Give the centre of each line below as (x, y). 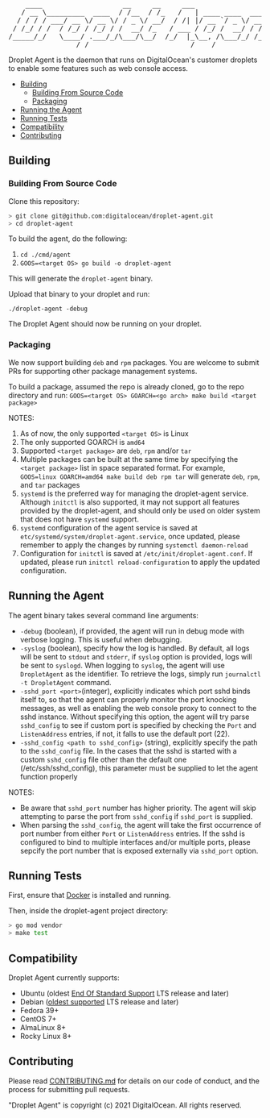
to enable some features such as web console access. (98, 68)
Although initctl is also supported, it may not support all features (129, 502)
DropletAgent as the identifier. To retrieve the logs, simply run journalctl (140, 674)
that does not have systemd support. (79, 519)
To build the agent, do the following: (68, 239)
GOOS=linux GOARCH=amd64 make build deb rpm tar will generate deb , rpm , (140, 476)
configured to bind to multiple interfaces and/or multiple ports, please (135, 842)
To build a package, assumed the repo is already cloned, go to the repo (127, 386)
